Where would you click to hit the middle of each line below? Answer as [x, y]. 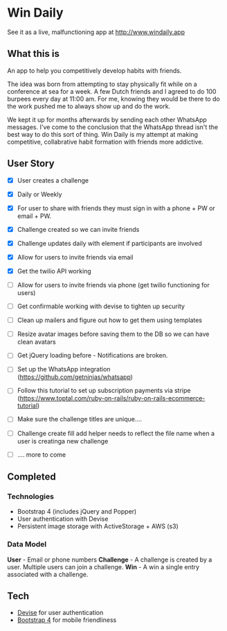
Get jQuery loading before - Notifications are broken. [92, 355]
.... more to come [42, 454]
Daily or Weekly [39, 194]
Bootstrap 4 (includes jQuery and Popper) [77, 512]
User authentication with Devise [63, 519]
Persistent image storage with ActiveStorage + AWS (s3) [98, 526]
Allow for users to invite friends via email [75, 257]
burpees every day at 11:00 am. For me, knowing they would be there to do [113, 99]
